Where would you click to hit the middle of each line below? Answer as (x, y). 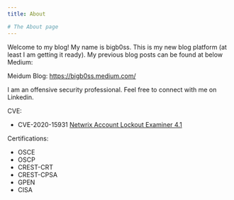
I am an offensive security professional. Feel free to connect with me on (112, 89)
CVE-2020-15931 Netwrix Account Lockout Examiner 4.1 (100, 124)
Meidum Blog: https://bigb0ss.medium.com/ (72, 76)
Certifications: (28, 138)
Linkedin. (21, 97)
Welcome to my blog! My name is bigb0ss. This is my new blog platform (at (117, 47)
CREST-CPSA (38, 174)
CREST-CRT (35, 167)
